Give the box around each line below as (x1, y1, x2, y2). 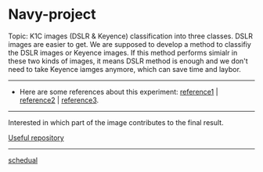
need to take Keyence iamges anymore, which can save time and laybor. (8, 64, 241, 73)
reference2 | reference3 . (19, 95, 99, 105)
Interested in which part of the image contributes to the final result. (8, 117, 225, 127)
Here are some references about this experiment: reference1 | (19, 87, 218, 96)
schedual (8, 155, 38, 165)
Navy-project (8, 5, 96, 23)
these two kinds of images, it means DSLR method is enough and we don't (8, 56, 248, 66)
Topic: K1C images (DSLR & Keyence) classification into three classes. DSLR (8, 31, 253, 41)
